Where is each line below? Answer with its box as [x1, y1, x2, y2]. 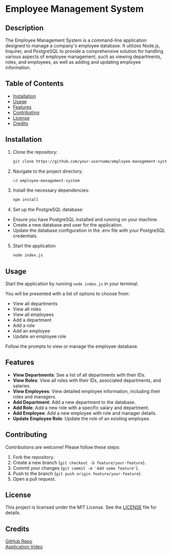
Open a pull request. [12, 476, 56, 482]
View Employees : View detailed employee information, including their [12, 388, 161, 394]
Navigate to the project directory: [12, 168, 83, 174]
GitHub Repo [5, 538, 32, 545]
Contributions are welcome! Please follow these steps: [5, 444, 121, 450]
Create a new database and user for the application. [12, 222, 123, 228]
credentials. [12, 233, 38, 239]
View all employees [12, 311, 54, 318]
